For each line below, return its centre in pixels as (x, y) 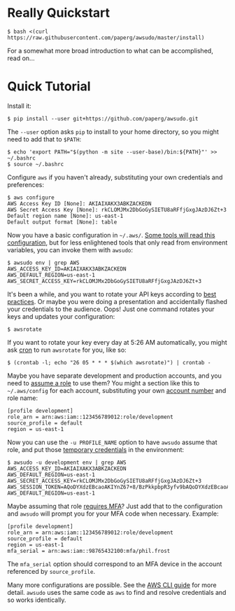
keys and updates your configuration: (61, 316)
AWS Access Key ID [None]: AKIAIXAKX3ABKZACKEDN (79, 204)
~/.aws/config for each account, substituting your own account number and (117, 390)
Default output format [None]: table (62, 222)
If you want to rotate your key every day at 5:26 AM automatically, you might (117, 342)
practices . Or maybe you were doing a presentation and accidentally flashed (117, 301)
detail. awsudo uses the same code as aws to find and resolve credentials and (117, 592)
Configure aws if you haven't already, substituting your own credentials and (115, 177)
